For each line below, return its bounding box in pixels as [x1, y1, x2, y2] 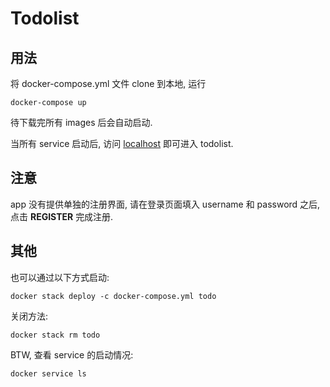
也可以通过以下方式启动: [10, 271, 110, 283]
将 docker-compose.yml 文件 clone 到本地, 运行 [10, 78, 207, 89]
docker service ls [10, 368, 87, 379]
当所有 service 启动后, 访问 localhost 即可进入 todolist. [10, 138, 234, 149]
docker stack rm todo [10, 330, 101, 340]
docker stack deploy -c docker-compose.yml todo [10, 291, 217, 301]
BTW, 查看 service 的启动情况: [10, 348, 134, 361]
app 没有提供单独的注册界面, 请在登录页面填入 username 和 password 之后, [10, 198, 321, 210]
